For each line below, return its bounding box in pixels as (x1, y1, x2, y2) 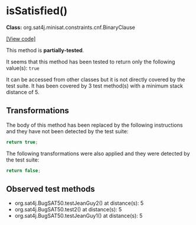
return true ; (6, 139, 38, 145)
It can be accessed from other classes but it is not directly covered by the (6, 76, 185, 83)
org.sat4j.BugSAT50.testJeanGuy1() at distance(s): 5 (14, 212, 143, 220)
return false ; (6, 168, 41, 173)
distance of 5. (6, 88, 40, 95)
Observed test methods (6, 184, 96, 194)
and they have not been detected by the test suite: (6, 127, 129, 134)
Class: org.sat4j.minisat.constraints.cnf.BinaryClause (6, 24, 136, 31)
